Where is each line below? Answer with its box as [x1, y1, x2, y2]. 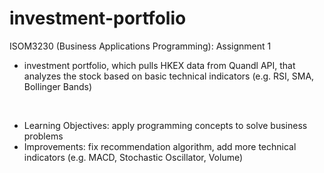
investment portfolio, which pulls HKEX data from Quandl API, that [23, 59, 296, 71]
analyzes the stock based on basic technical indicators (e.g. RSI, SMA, [23, 70, 315, 82]
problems [23, 130, 64, 142]
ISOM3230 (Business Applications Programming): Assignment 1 [9, 40, 272, 52]
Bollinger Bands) [23, 80, 93, 92]
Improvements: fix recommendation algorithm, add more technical [23, 140, 297, 152]
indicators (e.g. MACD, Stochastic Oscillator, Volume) [23, 151, 244, 163]
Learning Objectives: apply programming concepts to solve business [23, 119, 308, 131]
